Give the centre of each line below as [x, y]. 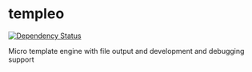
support [21, 59]
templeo [36, 14]
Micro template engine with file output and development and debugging [126, 51]
